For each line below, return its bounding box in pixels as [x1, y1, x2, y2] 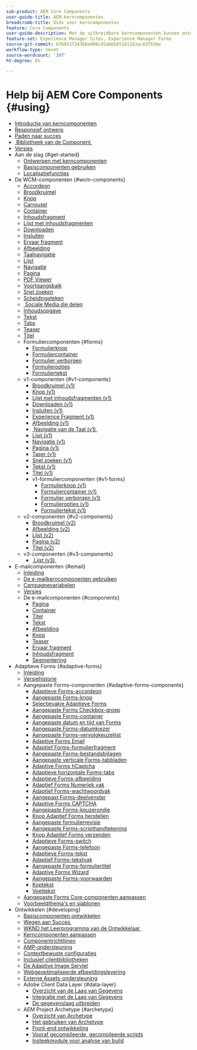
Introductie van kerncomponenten [14, 120, 97, 127]
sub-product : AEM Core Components [6, 8, 91, 15]
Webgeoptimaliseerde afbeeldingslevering [23, 968, 126, 975]
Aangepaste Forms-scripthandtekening [32, 825, 127, 832]
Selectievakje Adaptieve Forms [32, 700, 107, 708]
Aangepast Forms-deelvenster [32, 794, 106, 801]
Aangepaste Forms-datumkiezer [32, 725, 110, 732]
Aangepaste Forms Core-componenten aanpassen [23, 894, 147, 901]
